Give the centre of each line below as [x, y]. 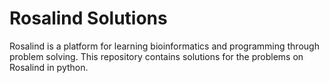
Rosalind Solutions [88, 18]
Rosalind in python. [49, 67]
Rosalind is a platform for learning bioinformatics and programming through [164, 46]
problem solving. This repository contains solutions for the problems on [156, 56]
